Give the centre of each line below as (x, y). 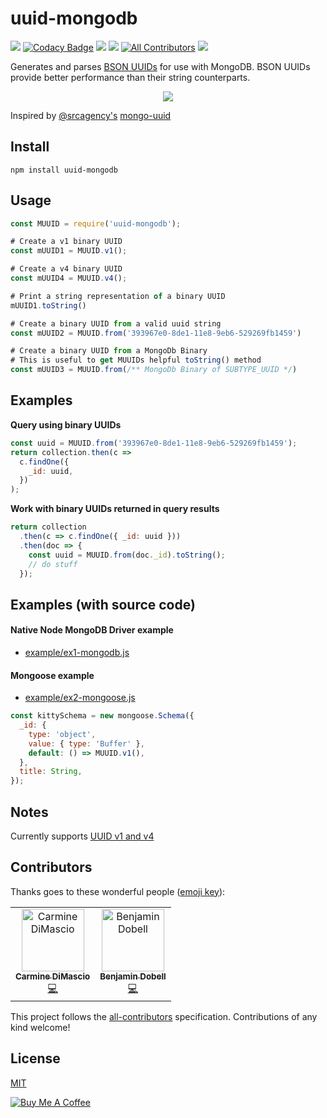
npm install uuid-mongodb (64, 170)
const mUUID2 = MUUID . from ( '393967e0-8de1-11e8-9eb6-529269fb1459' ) (156, 333)
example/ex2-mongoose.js (80, 698)
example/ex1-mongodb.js (77, 652)
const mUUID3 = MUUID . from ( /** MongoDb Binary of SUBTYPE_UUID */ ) (154, 370)
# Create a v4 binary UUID (66, 269)
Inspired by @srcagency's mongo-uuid (91, 115)
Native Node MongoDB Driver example (92, 630)
